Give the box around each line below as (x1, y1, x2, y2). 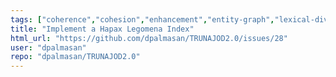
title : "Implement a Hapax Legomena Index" (10, 24, 195, 34)
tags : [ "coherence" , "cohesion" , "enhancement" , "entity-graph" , (10, 14, 275, 25)
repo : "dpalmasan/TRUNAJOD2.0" (10, 52, 141, 62)
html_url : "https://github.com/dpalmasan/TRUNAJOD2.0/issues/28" (10, 33, 288, 43)
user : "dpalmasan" (10, 42, 87, 53)
